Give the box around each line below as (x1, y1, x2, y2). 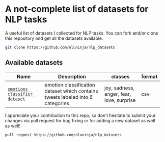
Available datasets (5, 58, 63, 67)
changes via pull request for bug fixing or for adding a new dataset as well (5, 117, 156, 123)
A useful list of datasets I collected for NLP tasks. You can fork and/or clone (5, 30, 159, 36)
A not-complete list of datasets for (5, 3, 149, 15)
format (141, 73, 158, 80)
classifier (7, 91, 33, 97)
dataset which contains (44, 87, 98, 94)
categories (44, 100, 70, 107)
